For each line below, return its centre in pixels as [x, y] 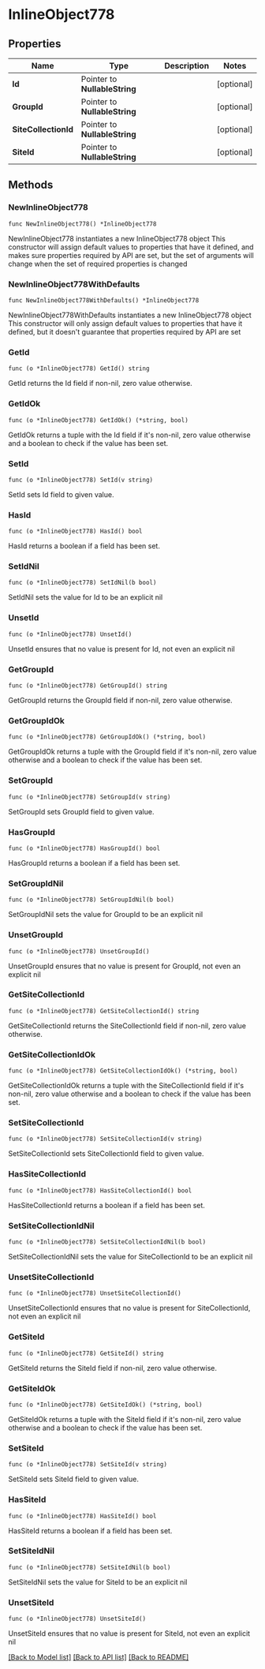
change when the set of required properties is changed [98, 264]
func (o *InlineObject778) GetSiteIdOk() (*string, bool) [105, 1405]
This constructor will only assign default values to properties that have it [125, 323]
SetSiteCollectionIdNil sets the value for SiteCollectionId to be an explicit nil [131, 1257]
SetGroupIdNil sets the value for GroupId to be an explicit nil [106, 915]
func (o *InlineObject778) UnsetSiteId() [77, 1619]
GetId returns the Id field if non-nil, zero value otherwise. [101, 384]
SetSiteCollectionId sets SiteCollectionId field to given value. [106, 1154]
